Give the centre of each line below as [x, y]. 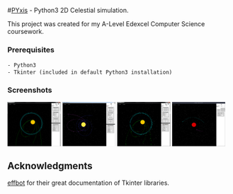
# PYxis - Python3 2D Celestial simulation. [68, 10]
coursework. [26, 32]
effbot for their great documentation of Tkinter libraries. [89, 183]
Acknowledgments [50, 166]
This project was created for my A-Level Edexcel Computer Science [106, 24]
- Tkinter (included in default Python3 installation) [90, 73]
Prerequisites [31, 50]
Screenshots [30, 90]
